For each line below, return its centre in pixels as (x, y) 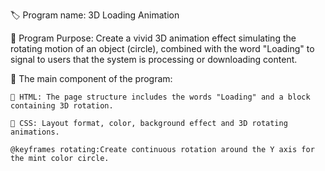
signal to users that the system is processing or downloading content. (154, 59)
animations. (35, 132)
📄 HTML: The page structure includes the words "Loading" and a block (160, 97)
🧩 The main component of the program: (91, 78)
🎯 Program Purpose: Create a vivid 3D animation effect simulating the (153, 38)
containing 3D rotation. (62, 106)
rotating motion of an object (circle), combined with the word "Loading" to (162, 48)
